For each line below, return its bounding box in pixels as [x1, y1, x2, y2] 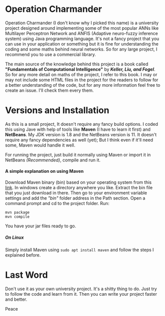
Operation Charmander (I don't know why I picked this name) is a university [5, 20, 159, 26]
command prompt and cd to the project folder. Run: [5, 201, 110, 207]
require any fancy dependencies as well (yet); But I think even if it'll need [5, 137, 153, 143]
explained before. [5, 252, 41, 258]
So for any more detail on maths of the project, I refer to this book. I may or [5, 71, 158, 77]
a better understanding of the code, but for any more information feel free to [5, 82, 161, 88]
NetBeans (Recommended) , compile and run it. [5, 157, 101, 163]
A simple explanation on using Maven [5, 168, 84, 174]
